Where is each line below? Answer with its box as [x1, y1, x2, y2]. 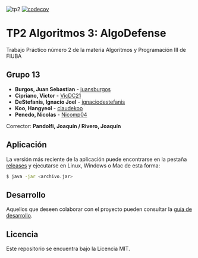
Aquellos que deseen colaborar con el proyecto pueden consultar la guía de [6, 206, 192, 213]
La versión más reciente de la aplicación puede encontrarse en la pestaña [6, 156, 187, 163]
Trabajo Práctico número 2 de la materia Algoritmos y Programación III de [6, 46, 186, 53]
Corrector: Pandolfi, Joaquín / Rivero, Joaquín [6, 122, 121, 129]
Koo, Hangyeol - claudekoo [14, 104, 83, 111]
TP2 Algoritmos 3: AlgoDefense [6, 27, 166, 40]
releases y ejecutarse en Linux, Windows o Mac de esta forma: [6, 161, 161, 169]
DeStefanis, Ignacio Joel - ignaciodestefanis [14, 98, 125, 105]
